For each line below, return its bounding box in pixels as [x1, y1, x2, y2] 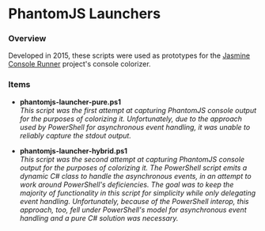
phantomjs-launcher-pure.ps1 [19, 97, 121, 107]
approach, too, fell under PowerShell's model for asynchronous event [19, 205, 247, 214]
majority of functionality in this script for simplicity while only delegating [19, 187, 256, 198]
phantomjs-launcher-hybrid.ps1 [19, 146, 128, 155]
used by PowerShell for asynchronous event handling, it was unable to [19, 122, 251, 131]
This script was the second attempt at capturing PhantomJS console [19, 154, 245, 164]
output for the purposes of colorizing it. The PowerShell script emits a [19, 163, 248, 172]
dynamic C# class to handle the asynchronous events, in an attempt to [19, 171, 252, 180]
